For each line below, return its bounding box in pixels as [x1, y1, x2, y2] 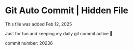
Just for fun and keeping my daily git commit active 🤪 [5, 30, 113, 36]
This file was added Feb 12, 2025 [5, 21, 72, 27]
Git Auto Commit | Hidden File [5, 5, 129, 16]
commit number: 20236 [5, 40, 53, 46]
